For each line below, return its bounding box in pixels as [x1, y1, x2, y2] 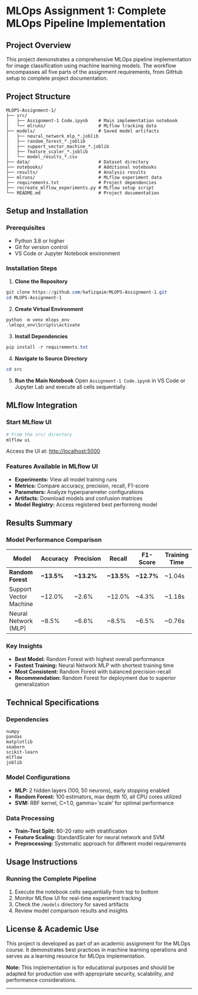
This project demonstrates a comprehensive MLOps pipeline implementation [6, 56, 192, 63]
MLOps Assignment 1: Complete [6, 4, 166, 18]
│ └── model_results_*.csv [6, 153, 78, 160]
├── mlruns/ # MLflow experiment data [6, 174, 162, 181]
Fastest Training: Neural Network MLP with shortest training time [14, 662, 174, 669]
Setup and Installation [6, 206, 88, 216]
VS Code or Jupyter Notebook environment [14, 250, 120, 257]
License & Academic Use [6, 924, 99, 934]
